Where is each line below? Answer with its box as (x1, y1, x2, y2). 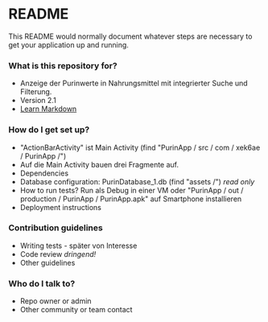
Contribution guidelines (8, 222, 103, 233)
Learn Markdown (19, 104, 77, 114)
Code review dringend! (19, 249, 97, 258)
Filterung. (19, 87, 52, 97)
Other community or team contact (19, 305, 133, 315)
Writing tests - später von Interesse (19, 241, 138, 250)
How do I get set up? (8, 124, 90, 135)
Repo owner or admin (19, 296, 92, 306)
